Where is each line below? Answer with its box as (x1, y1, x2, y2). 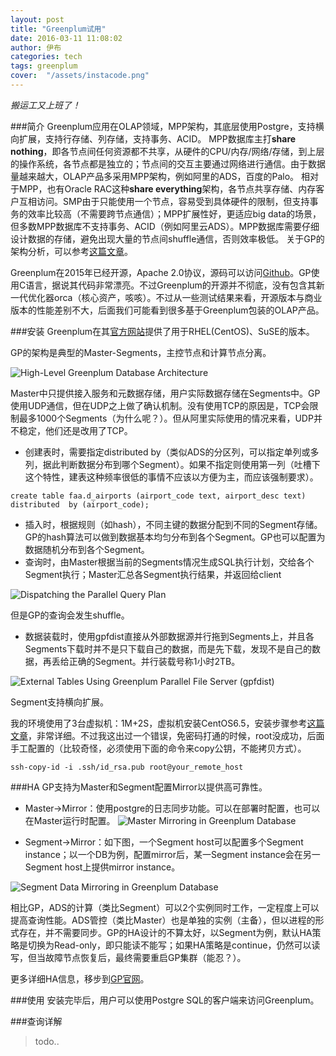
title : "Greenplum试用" (10, 24, 107, 34)
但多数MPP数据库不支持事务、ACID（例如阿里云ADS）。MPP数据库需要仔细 (10, 220, 320, 232)
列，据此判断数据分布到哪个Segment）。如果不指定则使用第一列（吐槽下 (24, 458, 321, 470)
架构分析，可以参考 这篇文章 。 (10, 245, 133, 257)
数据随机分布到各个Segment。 (24, 543, 150, 555)
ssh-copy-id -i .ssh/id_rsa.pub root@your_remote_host (10, 762, 244, 772)
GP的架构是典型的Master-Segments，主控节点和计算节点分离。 (10, 346, 272, 358)
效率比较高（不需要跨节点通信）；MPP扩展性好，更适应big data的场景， (27, 207, 322, 220)
